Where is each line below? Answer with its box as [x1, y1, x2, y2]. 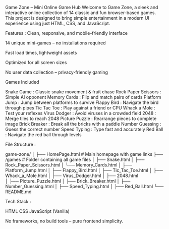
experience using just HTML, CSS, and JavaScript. [5, 20, 110, 26]
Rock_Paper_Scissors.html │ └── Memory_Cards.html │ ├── [5, 162, 132, 168]
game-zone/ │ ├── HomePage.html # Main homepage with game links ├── [5, 151, 163, 157]
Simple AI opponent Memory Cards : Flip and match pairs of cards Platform [5, 94, 161, 100]
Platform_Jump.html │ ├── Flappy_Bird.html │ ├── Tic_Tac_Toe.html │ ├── [5, 167, 163, 173]
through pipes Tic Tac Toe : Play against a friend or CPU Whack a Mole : [5, 105, 155, 110]
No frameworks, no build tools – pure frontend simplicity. [5, 218, 124, 224]
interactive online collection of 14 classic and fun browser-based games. [5, 10, 156, 16]
